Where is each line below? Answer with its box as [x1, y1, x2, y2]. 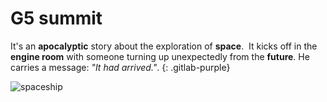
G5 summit [10, 7, 103, 30]
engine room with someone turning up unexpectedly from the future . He [10, 50, 310, 62]
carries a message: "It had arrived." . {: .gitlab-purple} [10, 61, 231, 73]
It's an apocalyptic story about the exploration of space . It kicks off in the [10, 40, 318, 52]
